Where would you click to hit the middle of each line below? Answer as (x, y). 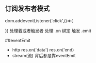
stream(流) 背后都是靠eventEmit (44, 55)
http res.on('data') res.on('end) (43, 49)
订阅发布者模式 (27, 9)
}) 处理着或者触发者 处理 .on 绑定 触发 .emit (48, 31)
